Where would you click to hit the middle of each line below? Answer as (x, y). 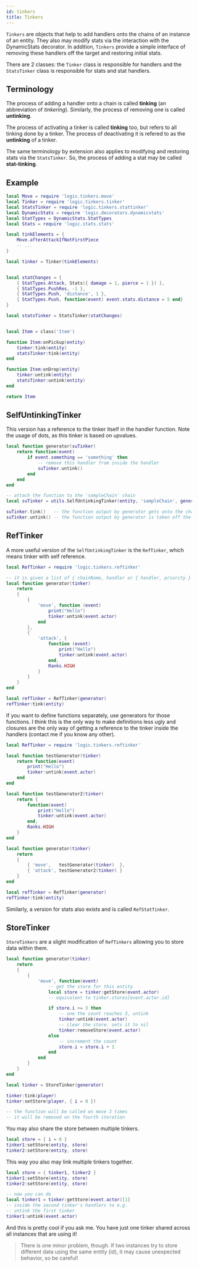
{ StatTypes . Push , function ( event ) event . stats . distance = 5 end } (100, 299)
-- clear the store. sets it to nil (104, 1025)
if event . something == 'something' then (77, 457)
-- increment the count (88, 1041)
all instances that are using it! (42, 1234)
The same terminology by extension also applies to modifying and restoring (98, 151)
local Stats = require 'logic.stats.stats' (60, 224)
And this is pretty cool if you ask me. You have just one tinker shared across (98, 1227)
